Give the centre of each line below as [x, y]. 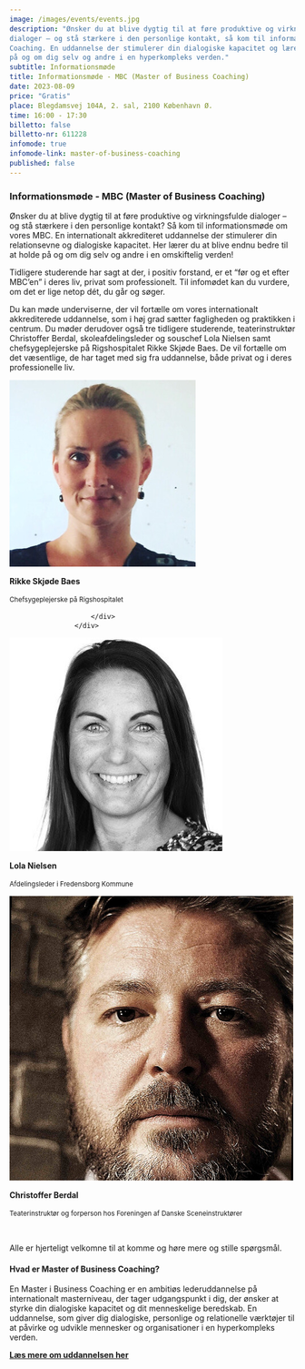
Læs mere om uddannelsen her [69, 1355]
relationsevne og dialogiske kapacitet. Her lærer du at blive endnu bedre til [149, 245]
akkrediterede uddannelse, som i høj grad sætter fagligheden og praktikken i [152, 319]
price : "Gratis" [40, 96]
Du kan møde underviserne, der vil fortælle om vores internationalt [134, 309]
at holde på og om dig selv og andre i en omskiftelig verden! [122, 255]
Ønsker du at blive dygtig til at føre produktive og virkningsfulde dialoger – [148, 216]
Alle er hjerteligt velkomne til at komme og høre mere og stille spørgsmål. [146, 1248]
